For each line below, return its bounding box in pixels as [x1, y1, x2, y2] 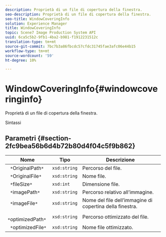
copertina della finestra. [82, 203, 137, 210]
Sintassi [5, 119, 21, 126]
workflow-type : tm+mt [5, 48, 50, 53]
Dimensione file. [82, 181, 120, 188]
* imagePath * [10, 189, 41, 196]
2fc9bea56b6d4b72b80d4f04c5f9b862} [5, 142, 136, 150]
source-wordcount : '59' [5, 53, 54, 58]
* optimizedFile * [10, 224, 47, 231]
